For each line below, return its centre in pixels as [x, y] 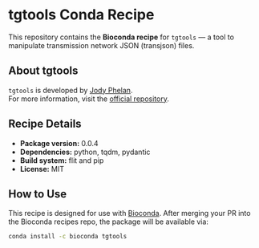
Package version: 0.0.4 [59, 143]
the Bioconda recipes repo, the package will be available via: [108, 222]
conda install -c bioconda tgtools [68, 237]
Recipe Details [45, 124]
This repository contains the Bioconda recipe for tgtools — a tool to [121, 37]
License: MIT [42, 169]
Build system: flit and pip [62, 160]
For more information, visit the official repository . [89, 99]
